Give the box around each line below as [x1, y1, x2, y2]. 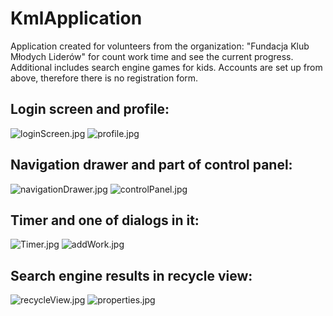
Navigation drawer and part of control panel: [10, 157, 293, 174]
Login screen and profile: [10, 101, 170, 118]
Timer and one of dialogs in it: [10, 212, 200, 229]
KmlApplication [10, 7, 143, 30]
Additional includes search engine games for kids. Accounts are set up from [10, 61, 323, 73]
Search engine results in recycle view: [10, 267, 253, 284]
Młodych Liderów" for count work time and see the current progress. [10, 50, 294, 62]
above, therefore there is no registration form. [10, 72, 199, 84]
